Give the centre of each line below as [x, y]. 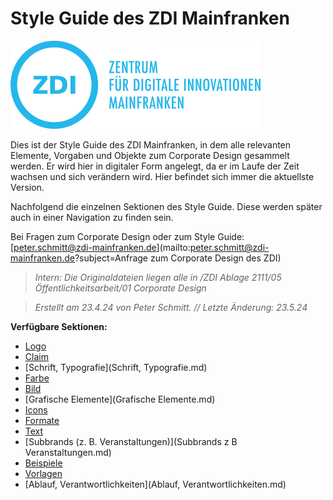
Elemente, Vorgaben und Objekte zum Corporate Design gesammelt [150, 155]
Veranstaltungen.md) [68, 452]
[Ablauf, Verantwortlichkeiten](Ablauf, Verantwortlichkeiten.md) [155, 484]
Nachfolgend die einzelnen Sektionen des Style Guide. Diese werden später [166, 206]
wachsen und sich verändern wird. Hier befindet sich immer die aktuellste [162, 176]
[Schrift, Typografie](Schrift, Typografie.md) [116, 367]
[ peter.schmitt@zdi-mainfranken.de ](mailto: [100, 247]
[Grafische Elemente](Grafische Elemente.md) [120, 399]
